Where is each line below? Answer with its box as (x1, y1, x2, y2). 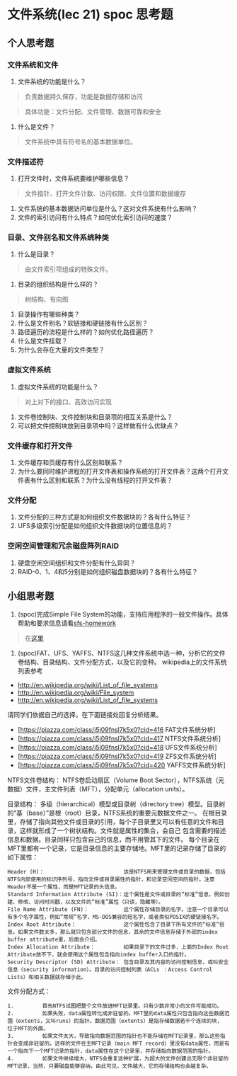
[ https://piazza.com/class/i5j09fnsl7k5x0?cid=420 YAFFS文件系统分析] (17, 761, 226, 769)
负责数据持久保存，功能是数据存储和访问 (24, 92, 143, 101)
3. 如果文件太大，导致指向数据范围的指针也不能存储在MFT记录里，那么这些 (7, 1033, 221, 1040)
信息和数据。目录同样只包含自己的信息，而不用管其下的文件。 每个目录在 (7, 835, 220, 844)
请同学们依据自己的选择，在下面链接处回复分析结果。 (7, 711, 163, 719)
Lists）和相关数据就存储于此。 (7, 974, 87, 981)
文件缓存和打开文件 (7, 440, 73, 450)
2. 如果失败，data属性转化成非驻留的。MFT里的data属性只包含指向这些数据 (7, 1010, 225, 1017)
